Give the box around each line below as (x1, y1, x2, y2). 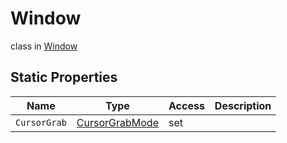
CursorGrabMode (76, 115, 159, 129)
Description (214, 98, 272, 112)
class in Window (10, 40, 78, 52)
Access (168, 98, 205, 112)
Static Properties (10, 69, 118, 86)
